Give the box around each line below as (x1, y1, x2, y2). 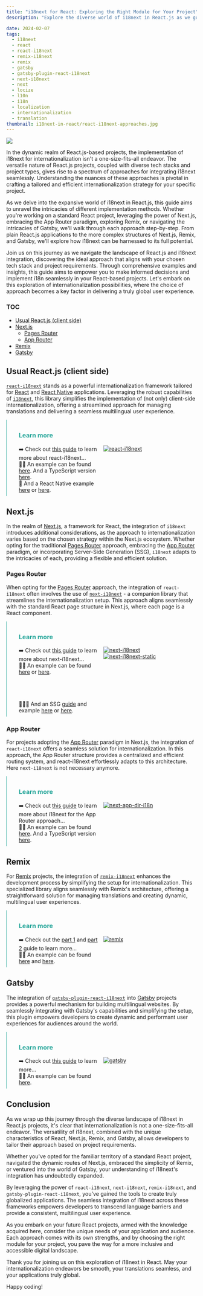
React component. (6, 609, 53, 616)
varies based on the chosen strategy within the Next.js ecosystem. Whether (6, 535, 195, 543)
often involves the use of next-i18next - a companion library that (27, 590, 188, 597)
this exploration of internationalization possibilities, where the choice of (6, 282, 184, 289)
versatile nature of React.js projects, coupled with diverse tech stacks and (6, 161, 190, 169)
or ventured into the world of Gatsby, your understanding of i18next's (6, 1165, 178, 1173)
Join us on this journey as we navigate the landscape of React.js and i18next (6, 249, 196, 257)
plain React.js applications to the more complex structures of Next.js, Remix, (6, 231, 196, 239)
